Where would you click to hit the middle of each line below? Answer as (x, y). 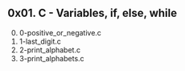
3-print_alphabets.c (52, 58)
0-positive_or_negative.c (60, 32)
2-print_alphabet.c (50, 50)
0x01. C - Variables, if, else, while (92, 13)
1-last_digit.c (40, 41)
